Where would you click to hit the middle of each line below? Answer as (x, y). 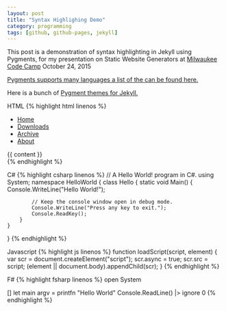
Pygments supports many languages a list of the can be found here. (103, 80)
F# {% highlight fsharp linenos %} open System (74, 280)
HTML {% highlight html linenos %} (57, 106)
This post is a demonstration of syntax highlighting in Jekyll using (99, 52)
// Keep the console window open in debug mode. (102, 202)
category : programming (39, 26)
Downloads (33, 126)
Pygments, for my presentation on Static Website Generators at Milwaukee (112, 59)
